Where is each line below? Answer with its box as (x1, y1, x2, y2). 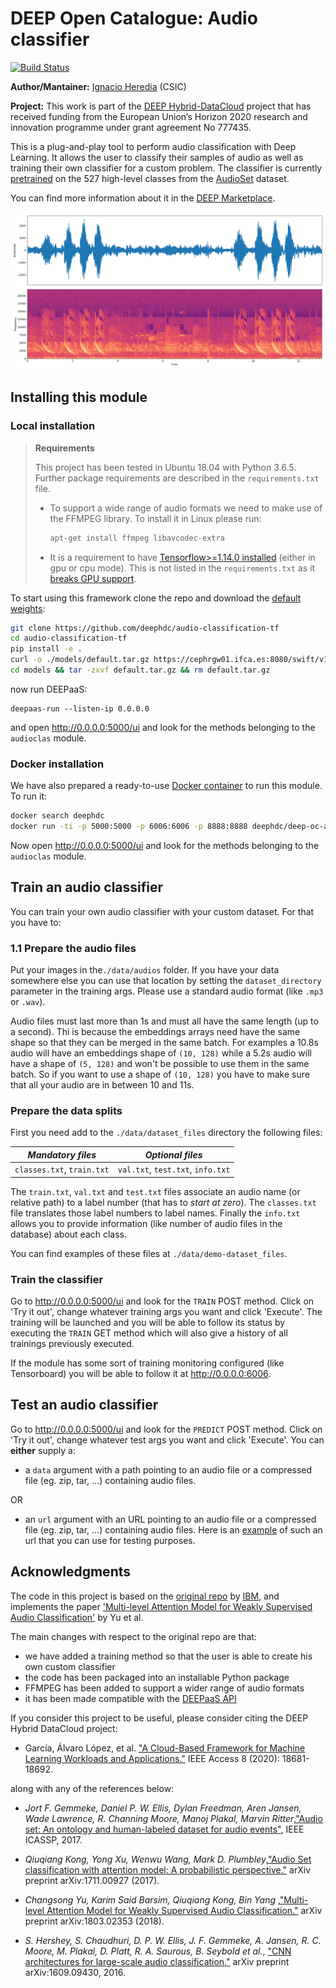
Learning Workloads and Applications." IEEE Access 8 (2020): (24, 1752, 280, 1764)
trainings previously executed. (10, 1337, 135, 1349)
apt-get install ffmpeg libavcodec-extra (49, 533, 225, 543)
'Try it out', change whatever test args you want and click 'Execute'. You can (10, 1433, 325, 1446)
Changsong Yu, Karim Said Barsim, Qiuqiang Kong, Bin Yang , (24, 1893, 280, 1906)
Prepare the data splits (10, 1103, 123, 1117)
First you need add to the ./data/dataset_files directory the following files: (10, 1127, 323, 1139)
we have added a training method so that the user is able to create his (24, 1650, 313, 1662)
